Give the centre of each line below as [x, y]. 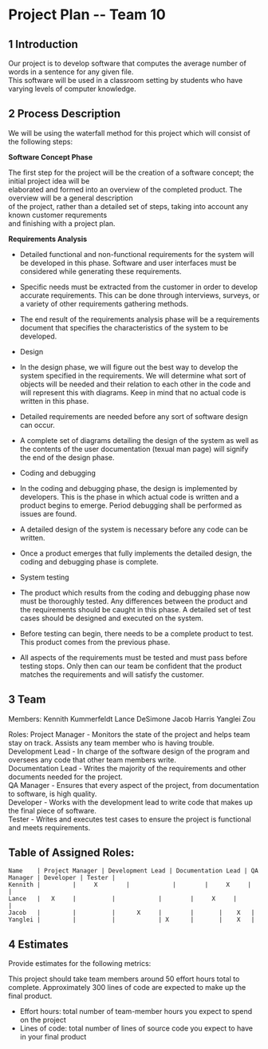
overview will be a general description [71, 198]
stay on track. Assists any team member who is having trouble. [111, 742]
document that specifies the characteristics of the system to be [124, 327]
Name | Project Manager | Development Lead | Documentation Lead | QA [134, 871]
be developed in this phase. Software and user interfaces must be [128, 263]
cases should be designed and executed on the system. [112, 618]
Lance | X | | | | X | [123, 899]
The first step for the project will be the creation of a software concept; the [131, 172]
